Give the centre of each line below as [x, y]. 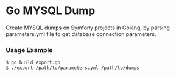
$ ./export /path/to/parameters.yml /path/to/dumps [72, 68]
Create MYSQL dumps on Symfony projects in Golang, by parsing [88, 28]
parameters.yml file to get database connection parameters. [81, 34]
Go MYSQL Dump [51, 11]
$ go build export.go [33, 63]
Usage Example [29, 50]
